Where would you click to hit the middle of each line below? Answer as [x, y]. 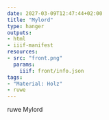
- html [16, 39]
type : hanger [26, 26]
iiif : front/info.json [52, 71]
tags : [15, 77]
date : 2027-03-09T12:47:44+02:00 [55, 13]
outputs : [20, 33]
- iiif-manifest [30, 45]
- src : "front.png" [35, 58]
